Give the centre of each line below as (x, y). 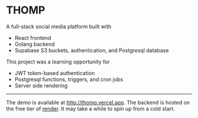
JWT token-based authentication (55, 73)
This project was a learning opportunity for (58, 62)
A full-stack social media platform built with (59, 26)
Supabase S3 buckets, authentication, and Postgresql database (92, 50)
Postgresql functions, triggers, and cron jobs (69, 79)
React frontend (33, 38)
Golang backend (34, 44)
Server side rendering (41, 85)
